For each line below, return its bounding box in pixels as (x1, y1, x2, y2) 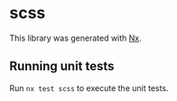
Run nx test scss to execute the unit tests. (9, 82, 169, 93)
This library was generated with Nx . (9, 32, 142, 43)
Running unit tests (9, 59, 115, 74)
